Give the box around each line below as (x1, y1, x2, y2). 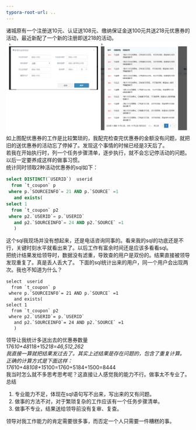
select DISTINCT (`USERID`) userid (6, 176, 93, 183)
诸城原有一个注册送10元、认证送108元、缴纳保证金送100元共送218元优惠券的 (6, 27, 190, 34)
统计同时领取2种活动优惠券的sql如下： (6, 164, 98, 171)
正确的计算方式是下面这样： (6, 357, 73, 364)
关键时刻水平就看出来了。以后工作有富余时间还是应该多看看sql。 (16, 245, 172, 252)
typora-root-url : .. (6, 9, 57, 15)
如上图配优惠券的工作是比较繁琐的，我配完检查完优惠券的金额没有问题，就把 (6, 135, 190, 142)
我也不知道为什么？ (16, 266, 62, 273)
